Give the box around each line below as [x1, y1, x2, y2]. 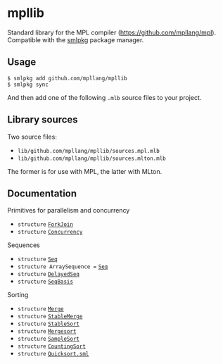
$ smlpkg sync [7, 81, 49, 88]
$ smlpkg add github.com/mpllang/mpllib [7, 75, 128, 82]
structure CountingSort [17, 343, 87, 350]
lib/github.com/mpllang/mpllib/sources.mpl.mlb [17, 147, 160, 154]
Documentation [7, 187, 77, 199]
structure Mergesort [17, 328, 77, 335]
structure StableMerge [17, 313, 83, 320]
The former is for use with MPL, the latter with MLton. [7, 167, 163, 175]
